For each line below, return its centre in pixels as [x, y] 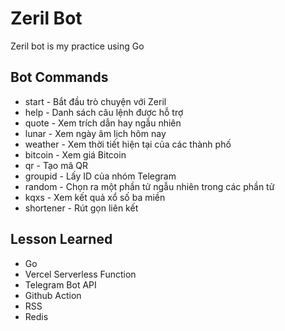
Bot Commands [59, 77]
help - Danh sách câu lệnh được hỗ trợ [104, 112]
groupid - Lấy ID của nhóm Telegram [100, 176]
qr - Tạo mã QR [56, 165]
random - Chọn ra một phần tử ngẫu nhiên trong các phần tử [149, 186]
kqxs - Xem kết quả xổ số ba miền [95, 197]
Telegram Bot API [60, 284]
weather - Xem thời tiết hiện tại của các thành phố [128, 144]
